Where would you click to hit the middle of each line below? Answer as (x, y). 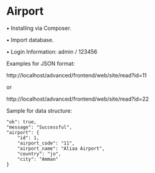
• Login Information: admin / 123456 (52, 51)
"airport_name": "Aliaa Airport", (61, 148)
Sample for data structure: (39, 110)
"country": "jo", (39, 154)
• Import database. (30, 40)
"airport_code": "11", (46, 143)
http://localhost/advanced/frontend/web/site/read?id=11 (77, 75)
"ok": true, (21, 122)
